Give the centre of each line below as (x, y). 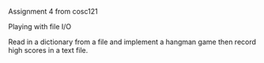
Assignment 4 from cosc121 (53, 11)
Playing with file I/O (40, 26)
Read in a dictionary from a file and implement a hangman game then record (132, 42)
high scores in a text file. (48, 50)
